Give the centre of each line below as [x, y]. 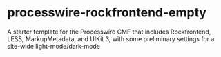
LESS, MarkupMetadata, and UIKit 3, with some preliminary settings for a [111, 38]
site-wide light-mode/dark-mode [54, 46]
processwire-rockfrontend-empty [107, 13]
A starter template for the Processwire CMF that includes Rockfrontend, [109, 32]
